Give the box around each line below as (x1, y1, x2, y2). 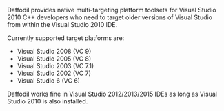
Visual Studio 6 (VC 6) (17, 77, 81, 85)
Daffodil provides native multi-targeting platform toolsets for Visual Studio (7, 6, 216, 14)
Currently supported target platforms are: (7, 34, 125, 42)
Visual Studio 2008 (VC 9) (17, 48, 92, 55)
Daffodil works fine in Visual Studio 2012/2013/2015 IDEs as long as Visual (7, 90, 217, 98)
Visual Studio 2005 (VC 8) (17, 54, 92, 63)
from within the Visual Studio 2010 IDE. (7, 21, 118, 28)
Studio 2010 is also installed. (7, 97, 88, 105)
